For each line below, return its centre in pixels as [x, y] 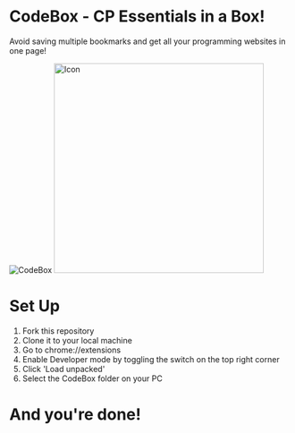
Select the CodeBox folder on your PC [92, 378]
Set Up [35, 306]
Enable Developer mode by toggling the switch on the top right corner [151, 359]
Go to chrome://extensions [72, 350]
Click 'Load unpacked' [63, 369]
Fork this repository [58, 331]
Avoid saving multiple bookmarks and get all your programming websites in [147, 41]
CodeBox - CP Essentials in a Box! [137, 17]
